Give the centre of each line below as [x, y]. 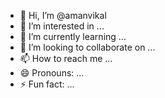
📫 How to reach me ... [66, 58]
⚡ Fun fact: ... [47, 84]
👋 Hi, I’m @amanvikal [63, 15]
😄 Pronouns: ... [52, 73]
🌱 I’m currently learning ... [73, 36]
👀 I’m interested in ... [62, 26]
